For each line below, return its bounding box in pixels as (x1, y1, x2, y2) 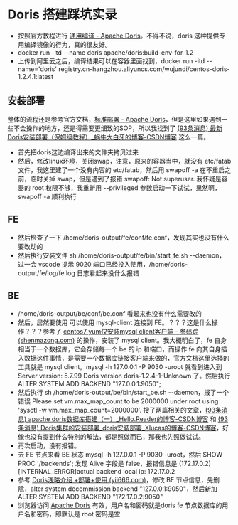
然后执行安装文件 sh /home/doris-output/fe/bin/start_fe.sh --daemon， (17, 250, 226, 260)
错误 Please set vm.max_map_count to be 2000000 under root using (17, 397, 219, 405)
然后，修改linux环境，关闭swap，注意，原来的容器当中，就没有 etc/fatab (17, 157, 232, 165)
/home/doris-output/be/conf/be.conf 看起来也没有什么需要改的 (17, 309, 202, 318)
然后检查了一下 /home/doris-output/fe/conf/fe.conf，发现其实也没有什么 (17, 233, 229, 242)
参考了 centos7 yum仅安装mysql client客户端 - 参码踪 (42, 327, 199, 336)
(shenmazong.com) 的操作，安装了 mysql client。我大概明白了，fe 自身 (17, 336, 227, 345)
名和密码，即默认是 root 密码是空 (23, 510, 121, 519)
